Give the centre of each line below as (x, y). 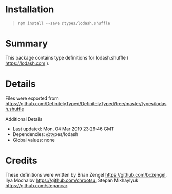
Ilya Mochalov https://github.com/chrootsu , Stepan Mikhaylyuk (72, 180)
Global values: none (34, 140)
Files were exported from (32, 98)
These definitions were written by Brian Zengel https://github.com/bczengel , (86, 174)
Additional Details (24, 119)
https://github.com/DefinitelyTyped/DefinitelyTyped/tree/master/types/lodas (86, 103)
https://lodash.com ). (27, 63)
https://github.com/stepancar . (37, 185)
